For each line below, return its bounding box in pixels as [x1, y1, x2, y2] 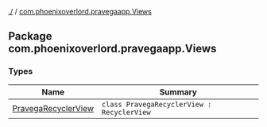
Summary [159, 87, 197, 98]
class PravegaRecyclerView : [102, 99, 212, 109]
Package [8, 29, 53, 43]
